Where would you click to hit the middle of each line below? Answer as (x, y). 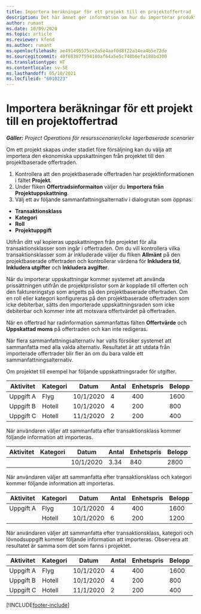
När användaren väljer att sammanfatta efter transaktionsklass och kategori (99, 477)
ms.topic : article (29, 34)
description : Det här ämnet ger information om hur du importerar (91, 17)
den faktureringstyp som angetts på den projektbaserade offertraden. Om (97, 292)
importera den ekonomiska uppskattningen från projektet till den (85, 156)
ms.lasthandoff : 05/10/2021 (41, 73)
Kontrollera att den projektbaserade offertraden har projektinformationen (104, 174)
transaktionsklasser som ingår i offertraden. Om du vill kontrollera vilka (93, 248)
